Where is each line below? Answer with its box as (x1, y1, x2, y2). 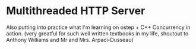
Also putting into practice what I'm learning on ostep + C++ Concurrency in (6, 24, 191, 31)
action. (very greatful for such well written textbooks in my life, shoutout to (6, 30, 189, 37)
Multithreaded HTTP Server (6, 4, 146, 18)
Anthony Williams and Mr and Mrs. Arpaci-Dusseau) (6, 36, 134, 43)
